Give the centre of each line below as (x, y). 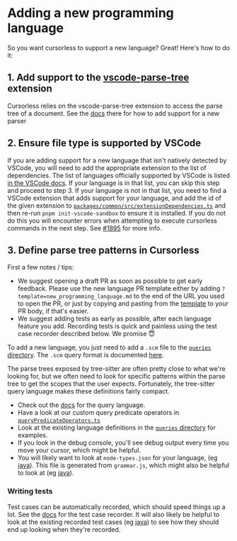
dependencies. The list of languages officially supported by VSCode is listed (119, 175)
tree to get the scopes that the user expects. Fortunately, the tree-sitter (111, 384)
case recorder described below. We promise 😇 (86, 334)
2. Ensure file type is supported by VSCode (104, 143)
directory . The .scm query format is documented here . (86, 355)
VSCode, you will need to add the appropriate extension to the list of (107, 167)
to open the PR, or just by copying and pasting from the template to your (123, 303)
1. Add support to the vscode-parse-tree (98, 78)
